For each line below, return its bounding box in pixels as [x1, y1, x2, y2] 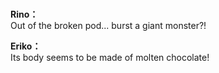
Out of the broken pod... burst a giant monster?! [10, 20, 207, 32]
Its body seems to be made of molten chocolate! [10, 52, 210, 64]
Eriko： [10, 40, 42, 52]
